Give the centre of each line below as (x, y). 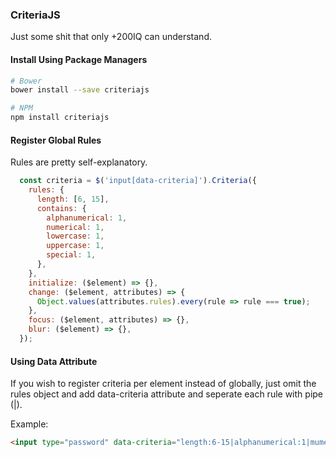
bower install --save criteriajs (80, 90)
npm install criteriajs (60, 118)
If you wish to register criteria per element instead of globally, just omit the (163, 384)
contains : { (61, 208)
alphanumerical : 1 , (87, 218)
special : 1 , (71, 255)
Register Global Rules (56, 140)
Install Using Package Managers (79, 59)
